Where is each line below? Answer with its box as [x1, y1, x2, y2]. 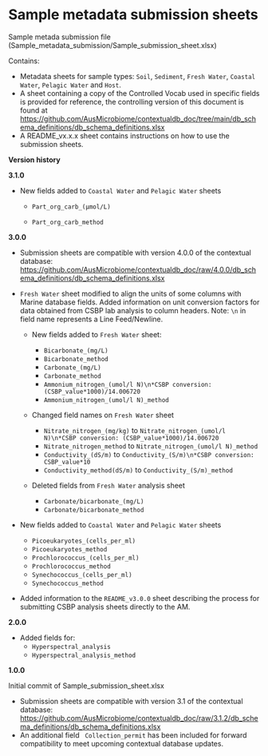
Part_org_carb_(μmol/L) [31, 202, 112, 211]
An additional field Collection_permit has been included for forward [19, 730, 247, 740]
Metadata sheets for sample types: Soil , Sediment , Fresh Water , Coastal [19, 71, 256, 81]
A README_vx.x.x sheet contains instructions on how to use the [19, 130, 230, 141]
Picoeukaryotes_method [31, 545, 108, 553]
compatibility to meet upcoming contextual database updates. [19, 738, 224, 748]
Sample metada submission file [8, 32, 112, 42]
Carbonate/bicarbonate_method [43, 506, 144, 514]
